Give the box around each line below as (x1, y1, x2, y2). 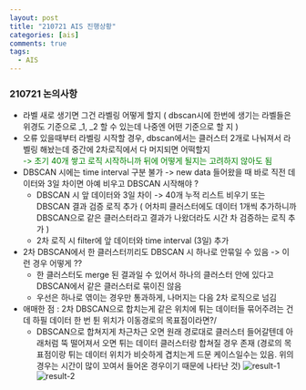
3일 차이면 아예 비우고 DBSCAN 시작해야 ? (46, 179, 199, 190)
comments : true (9, 38, 67, 48)
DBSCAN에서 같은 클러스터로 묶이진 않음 (36, 281, 182, 292)
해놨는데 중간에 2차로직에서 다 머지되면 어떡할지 (39, 144, 211, 155)
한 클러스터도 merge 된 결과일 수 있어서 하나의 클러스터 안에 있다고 (36, 270, 275, 281)
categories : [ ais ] (9, 30, 79, 39)
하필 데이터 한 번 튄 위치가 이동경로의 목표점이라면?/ (32, 315, 217, 326)
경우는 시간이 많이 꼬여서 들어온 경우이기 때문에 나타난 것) (36, 361, 241, 372)
